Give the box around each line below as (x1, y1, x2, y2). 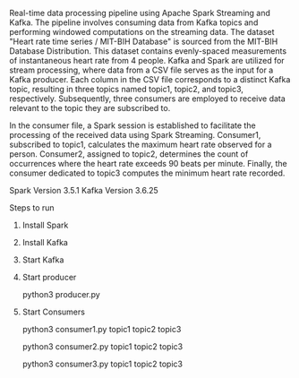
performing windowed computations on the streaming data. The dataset (9, 27, 275, 37)
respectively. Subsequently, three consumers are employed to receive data (9, 93, 286, 104)
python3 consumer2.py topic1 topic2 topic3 (21, 341, 184, 352)
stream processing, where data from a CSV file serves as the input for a (9, 64, 274, 75)
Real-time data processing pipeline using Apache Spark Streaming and (9, 8, 271, 18)
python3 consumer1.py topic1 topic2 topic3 (21, 324, 182, 334)
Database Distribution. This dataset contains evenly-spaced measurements (9, 46, 287, 56)
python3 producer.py (21, 289, 100, 299)
